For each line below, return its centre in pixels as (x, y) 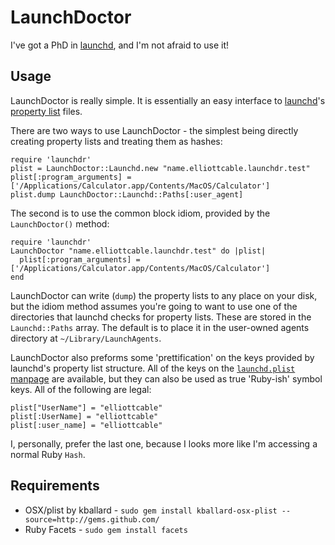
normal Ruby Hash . (48, 454)
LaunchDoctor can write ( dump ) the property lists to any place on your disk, (164, 295)
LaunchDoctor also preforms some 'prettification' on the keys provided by (162, 357)
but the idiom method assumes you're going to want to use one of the (154, 306)
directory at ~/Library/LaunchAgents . (86, 338)
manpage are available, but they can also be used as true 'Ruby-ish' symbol (166, 378)
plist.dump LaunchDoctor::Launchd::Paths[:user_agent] (127, 194)
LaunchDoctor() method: (60, 223)
